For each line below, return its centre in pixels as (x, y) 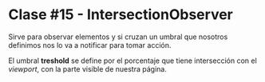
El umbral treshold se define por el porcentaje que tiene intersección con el (132, 61)
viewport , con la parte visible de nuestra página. (88, 68)
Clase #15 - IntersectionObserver (121, 15)
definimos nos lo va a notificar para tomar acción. (90, 45)
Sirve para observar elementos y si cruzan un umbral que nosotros (118, 37)
